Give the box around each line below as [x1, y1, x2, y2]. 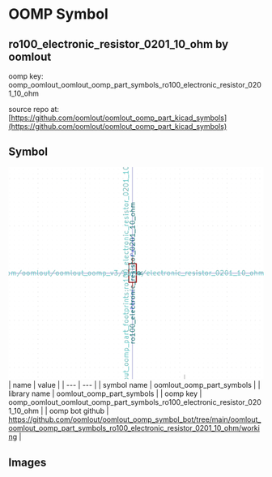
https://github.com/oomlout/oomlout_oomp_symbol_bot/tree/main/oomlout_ [8, 415, 261, 424]
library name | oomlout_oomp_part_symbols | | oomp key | [8, 389, 202, 398]
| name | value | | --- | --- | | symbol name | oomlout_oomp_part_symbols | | [8, 380, 261, 390]
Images [8, 455, 47, 469]
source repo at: [8, 105, 59, 114]
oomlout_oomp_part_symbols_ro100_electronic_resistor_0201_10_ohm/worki [8, 423, 261, 433]
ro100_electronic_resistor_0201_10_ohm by [8, 37, 229, 51]
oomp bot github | [49, 406, 109, 416]
